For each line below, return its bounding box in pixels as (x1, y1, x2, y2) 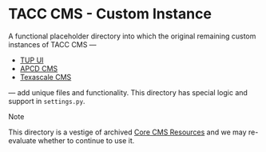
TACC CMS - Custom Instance (8, 5, 212, 23)
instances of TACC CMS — (8, 39, 97, 49)
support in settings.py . (8, 96, 85, 106)
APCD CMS (19, 63, 58, 73)
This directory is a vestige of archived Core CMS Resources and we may (8, 127, 247, 137)
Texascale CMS (19, 72, 72, 82)
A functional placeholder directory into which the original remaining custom (8, 31, 256, 41)
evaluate (8, 135, 37, 145)
